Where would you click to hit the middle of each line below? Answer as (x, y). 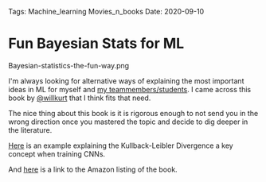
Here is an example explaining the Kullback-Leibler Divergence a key (121, 145)
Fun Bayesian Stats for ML (96, 44)
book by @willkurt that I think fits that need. (80, 98)
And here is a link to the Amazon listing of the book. (93, 169)
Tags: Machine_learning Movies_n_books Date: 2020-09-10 (106, 12)
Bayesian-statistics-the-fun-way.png (69, 65)
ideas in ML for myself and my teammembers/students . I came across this (130, 89)
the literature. (30, 130)
